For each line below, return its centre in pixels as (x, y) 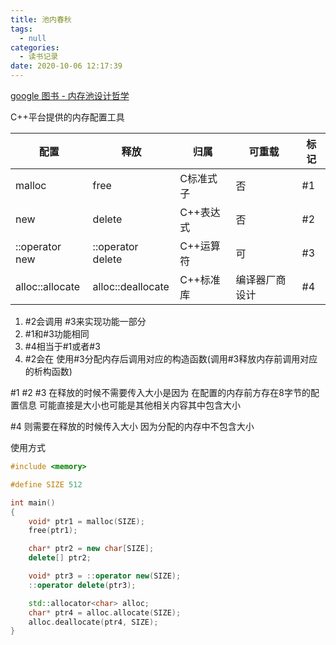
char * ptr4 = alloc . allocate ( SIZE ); (105, 612)
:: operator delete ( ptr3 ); (82, 585)
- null (33, 38)
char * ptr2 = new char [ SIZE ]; (91, 549)
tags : (21, 29)
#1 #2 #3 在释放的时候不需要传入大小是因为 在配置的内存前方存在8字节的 (160, 392)
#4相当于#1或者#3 (62, 346)
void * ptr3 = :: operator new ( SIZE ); (105, 576)
